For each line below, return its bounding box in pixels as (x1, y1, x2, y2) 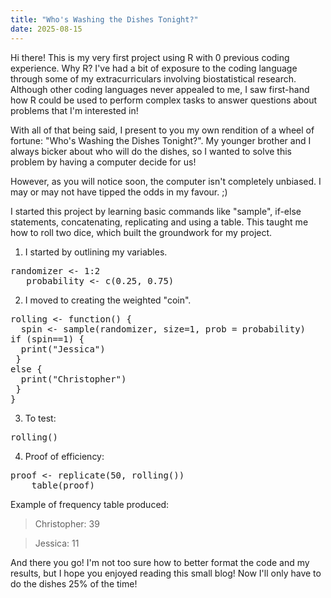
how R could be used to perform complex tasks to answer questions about (10, 94, 318, 106)
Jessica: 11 (34, 537, 80, 549)
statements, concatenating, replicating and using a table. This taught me (10, 216, 309, 228)
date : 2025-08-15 (10, 24, 83, 34)
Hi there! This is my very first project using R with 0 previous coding (10, 51, 290, 63)
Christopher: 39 (34, 517, 100, 530)
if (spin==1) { (10, 333, 85, 345)
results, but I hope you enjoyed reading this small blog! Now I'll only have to (10, 567, 322, 579)
